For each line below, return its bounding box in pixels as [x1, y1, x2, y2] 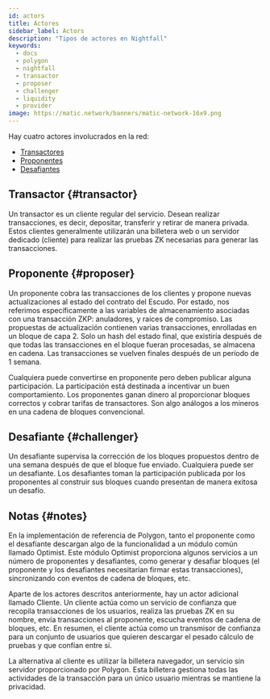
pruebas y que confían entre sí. [8, 641, 113, 651]
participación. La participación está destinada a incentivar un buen [8, 381, 230, 391]
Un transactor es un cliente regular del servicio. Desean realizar [8, 209, 220, 219]
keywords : [8, 42, 42, 50]
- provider [15, 102, 52, 110]
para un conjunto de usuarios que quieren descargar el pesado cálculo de [8, 632, 254, 642]
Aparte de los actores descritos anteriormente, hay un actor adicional [8, 589, 239, 599]
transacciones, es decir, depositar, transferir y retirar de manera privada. [8, 217, 250, 227]
